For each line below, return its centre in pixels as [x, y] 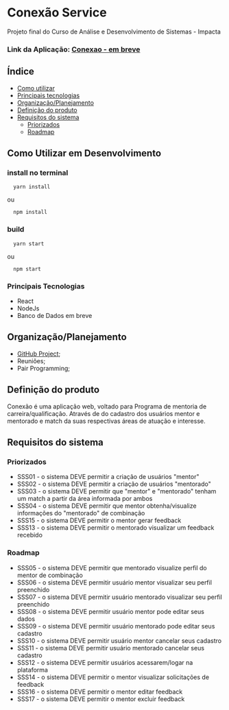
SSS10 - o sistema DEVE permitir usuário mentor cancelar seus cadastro [119, 640]
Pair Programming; [44, 368]
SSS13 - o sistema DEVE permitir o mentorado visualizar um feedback [116, 528]
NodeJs [28, 308]
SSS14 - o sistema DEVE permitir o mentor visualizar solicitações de [113, 677]
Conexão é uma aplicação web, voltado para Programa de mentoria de [107, 406]
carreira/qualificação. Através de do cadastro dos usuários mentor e [104, 413]
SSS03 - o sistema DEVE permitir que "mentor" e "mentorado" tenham [117, 491]
